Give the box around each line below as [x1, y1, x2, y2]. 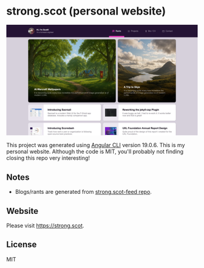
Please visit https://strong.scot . [6, 222, 84, 229]
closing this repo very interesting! [6, 154, 90, 162]
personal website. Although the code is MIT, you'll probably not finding [6, 148, 184, 156]
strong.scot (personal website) [6, 4, 166, 18]
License [6, 239, 37, 250]
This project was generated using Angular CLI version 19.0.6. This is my [6, 142, 185, 149]
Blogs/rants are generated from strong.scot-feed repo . [15, 188, 152, 196]
